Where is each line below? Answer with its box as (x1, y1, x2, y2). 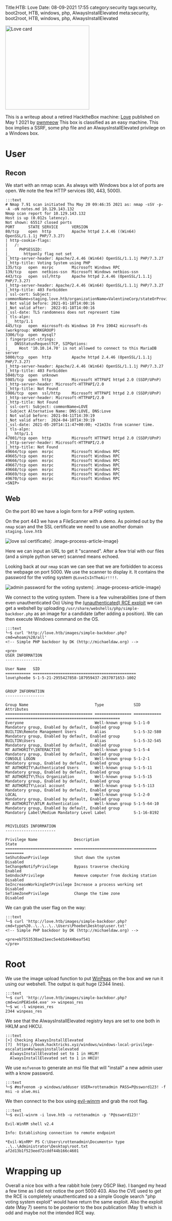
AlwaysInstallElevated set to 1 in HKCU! (10, 1055, 100, 1061)
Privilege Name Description (5, 837, 100, 842)
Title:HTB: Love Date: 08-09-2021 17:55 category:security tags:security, (5, 5, 157, 10)
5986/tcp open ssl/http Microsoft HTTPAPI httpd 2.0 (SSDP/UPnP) (5, 391, 161, 396)
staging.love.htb (5, 529, 42, 534)
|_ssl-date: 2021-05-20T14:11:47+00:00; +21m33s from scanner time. (5, 422, 155, 427)
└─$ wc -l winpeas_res (5, 1004, 54, 1009)
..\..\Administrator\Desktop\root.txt (5, 1143, 88, 1149)
